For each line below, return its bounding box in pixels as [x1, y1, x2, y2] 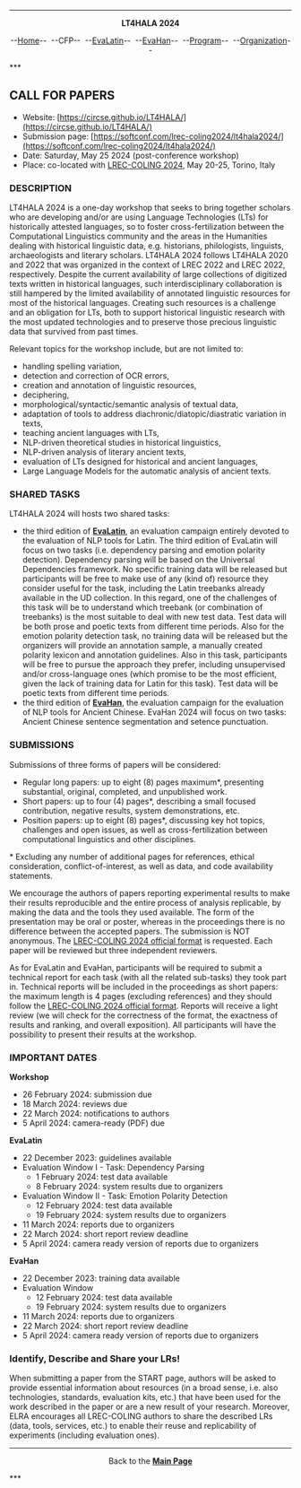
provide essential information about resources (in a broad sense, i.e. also [9, 1382, 279, 1393]
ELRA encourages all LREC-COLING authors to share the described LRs [9, 1411, 273, 1422]
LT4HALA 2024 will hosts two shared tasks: [9, 509, 170, 519]
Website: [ [21, 111, 61, 122]
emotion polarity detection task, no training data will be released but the [21, 631, 288, 641]
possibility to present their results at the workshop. [9, 1029, 197, 1040]
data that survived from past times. [9, 326, 139, 337]
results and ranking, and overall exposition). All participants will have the [9, 1019, 277, 1030]
